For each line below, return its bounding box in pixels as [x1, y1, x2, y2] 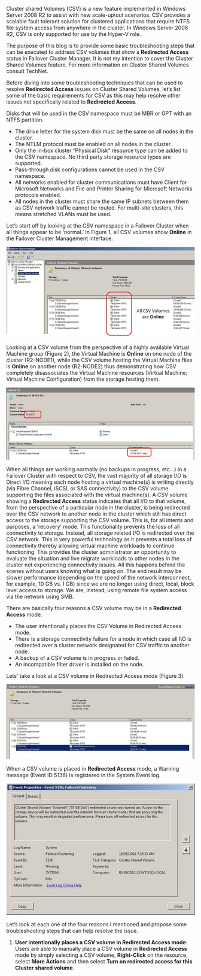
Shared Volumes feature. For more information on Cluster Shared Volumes [6, 61, 190, 68]
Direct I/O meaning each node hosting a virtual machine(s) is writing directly [6, 478, 194, 486]
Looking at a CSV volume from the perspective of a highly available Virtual [6, 344, 190, 351]
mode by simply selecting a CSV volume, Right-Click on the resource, [14, 951, 188, 959]
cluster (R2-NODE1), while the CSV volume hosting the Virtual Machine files [6, 356, 193, 364]
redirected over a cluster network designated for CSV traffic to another [14, 642, 190, 649]
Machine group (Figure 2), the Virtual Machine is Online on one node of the [6, 350, 192, 357]
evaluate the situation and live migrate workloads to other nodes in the [6, 555, 179, 562]
